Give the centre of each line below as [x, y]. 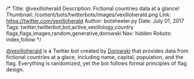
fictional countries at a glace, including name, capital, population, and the [95, 57]
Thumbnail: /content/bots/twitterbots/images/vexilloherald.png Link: [89, 15]
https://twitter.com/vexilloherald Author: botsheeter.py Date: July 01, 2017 [95, 21]
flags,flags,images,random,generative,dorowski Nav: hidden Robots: [89, 33]
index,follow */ [24, 39]
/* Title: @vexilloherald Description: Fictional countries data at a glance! [93, 8]
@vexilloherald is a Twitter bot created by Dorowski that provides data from [98, 51]
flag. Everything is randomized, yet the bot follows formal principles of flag [96, 63]
